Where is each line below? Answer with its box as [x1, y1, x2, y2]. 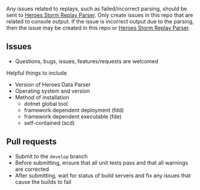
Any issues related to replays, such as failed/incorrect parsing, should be [6, 5, 187, 12]
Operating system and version [14, 87, 90, 94]
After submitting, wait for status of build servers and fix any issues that [14, 171, 191, 179]
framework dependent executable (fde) [23, 112, 122, 120]
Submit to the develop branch [14, 153, 88, 160]
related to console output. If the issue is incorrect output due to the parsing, [6, 18, 195, 25]
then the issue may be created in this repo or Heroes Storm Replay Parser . [6, 24, 190, 31]
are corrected [14, 165, 49, 173]
